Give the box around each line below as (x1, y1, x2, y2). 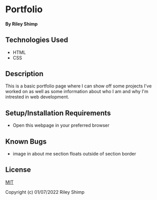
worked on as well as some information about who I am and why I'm (5, 88, 149, 95)
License (5, 165, 31, 174)
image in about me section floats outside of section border (12, 151, 137, 157)
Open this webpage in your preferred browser (12, 122, 110, 128)
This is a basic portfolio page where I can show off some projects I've (5, 83, 152, 89)
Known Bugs (5, 137, 47, 146)
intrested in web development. (5, 94, 70, 100)
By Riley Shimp (5, 20, 38, 27)
